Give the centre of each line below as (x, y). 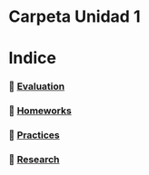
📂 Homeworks (40, 111)
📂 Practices (34, 135)
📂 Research (34, 160)
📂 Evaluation (37, 86)
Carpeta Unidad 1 (74, 17)
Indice (32, 58)
